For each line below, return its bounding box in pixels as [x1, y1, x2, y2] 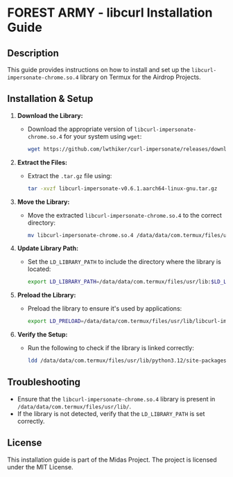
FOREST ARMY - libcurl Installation [7, 5, 213, 21]
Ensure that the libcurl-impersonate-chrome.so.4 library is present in [17, 394, 216, 403]
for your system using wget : [63, 132, 142, 140]
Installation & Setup [7, 93, 94, 105]
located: [27, 265, 51, 273]
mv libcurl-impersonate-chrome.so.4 [27, 232, 134, 238]
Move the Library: [17, 198, 70, 206]
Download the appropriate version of [27, 125, 133, 133]
